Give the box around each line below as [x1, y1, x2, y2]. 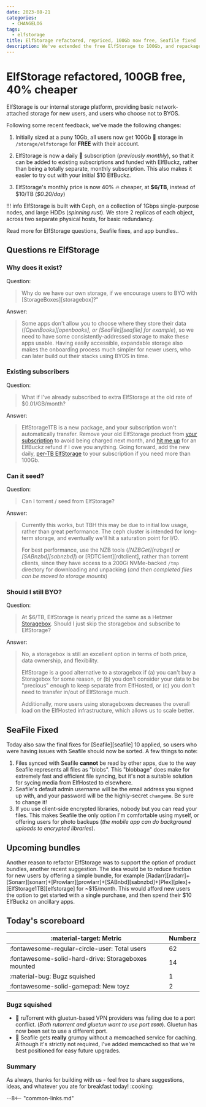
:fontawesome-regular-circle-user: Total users [9, 944, 147, 953]
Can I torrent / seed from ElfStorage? [21, 498, 115, 505]
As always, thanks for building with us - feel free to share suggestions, [6, 1076, 185, 1084]
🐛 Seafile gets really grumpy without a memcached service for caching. [15, 1034, 197, 1041]
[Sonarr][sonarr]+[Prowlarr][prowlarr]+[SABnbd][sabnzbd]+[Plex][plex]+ [6, 878, 191, 886]
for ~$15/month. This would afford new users [76, 885, 191, 893]
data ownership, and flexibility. [21, 657, 99, 664]
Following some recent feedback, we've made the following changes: [6, 121, 181, 129]
